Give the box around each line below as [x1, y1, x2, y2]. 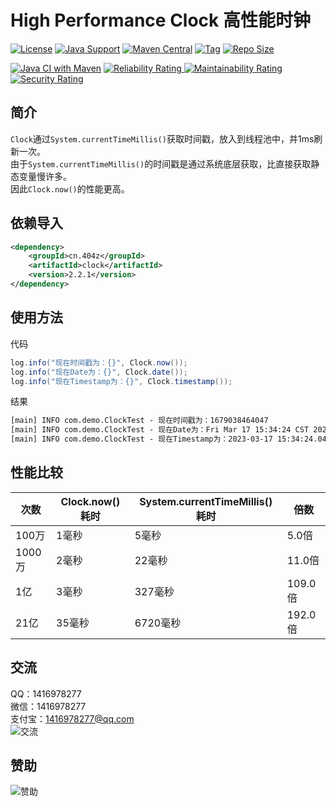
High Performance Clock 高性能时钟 [10, 9, 311, 32]
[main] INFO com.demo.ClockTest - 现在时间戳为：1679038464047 [10, 416, 269, 426]
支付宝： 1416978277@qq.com [10, 712, 135, 725]
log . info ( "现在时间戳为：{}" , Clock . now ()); [10, 357, 188, 368]
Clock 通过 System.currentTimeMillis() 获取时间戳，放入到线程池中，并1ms [10, 132, 315, 145]
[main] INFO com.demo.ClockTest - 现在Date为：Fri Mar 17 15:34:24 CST [10, 425, 310, 435]
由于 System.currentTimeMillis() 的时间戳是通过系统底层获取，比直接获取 [10, 157, 312, 170]
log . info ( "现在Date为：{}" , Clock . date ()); [10, 367, 188, 377]
